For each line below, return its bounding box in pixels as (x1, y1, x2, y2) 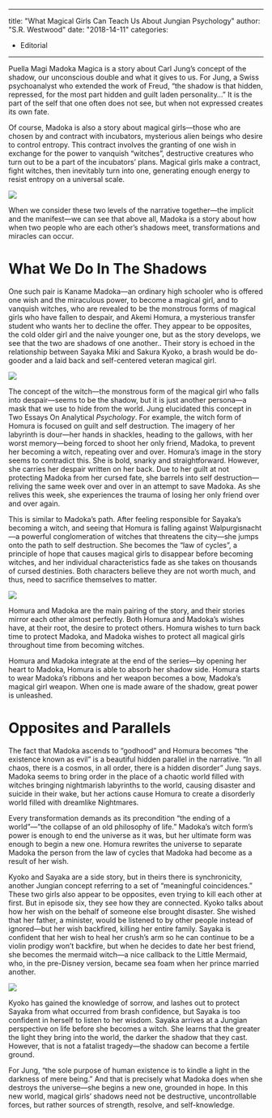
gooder (8, 355, 33, 365)
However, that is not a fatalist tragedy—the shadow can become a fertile (8, 1041, 249, 1051)
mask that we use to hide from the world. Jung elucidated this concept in (8, 404, 253, 413)
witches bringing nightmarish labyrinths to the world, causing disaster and (8, 780, 256, 790)
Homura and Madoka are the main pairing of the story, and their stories (8, 606, 245, 615)
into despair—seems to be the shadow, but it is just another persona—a (8, 395, 247, 404)
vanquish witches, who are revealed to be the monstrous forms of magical (8, 304, 257, 313)
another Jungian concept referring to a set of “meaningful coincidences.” (8, 880, 253, 890)
